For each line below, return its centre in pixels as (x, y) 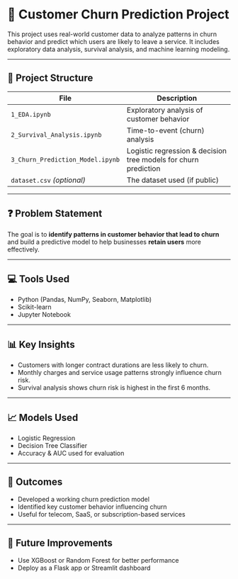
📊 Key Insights (41, 344)
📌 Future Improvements (60, 543)
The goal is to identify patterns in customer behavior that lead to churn (113, 234)
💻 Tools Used (38, 279)
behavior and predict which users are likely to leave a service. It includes (113, 41)
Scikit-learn (34, 307)
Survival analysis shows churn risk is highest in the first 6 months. (114, 388)
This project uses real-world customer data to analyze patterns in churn (112, 34)
